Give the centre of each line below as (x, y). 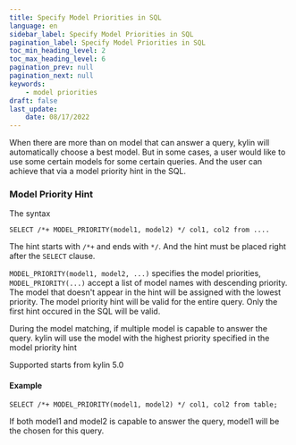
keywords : (28, 84)
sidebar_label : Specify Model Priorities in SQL (101, 34)
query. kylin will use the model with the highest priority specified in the (140, 338)
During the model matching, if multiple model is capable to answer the (139, 329)
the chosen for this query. (57, 431)
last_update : (34, 109)
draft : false (34, 101)
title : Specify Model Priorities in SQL (86, 17)
